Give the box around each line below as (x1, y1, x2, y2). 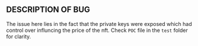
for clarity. (6, 32, 31, 40)
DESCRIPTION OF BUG (6, 5, 91, 15)
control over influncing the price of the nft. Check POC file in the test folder (6, 27, 188, 34)
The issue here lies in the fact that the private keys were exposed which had (6, 20, 193, 27)
